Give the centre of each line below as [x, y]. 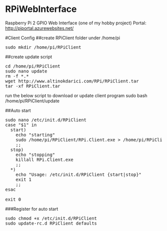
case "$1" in [21, 125]
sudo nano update [26, 71]
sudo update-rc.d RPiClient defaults [51, 223]
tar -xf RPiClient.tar [33, 86]
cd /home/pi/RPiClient [33, 66]
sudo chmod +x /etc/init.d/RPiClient [51, 218]
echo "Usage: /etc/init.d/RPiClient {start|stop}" [79, 174]
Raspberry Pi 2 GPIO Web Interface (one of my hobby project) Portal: [76, 23]
